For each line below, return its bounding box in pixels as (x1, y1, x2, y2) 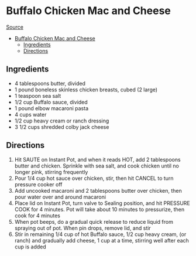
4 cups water (14, 111, 47, 118)
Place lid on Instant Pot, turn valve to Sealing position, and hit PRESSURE (14, 199, 190, 206)
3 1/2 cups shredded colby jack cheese (14, 123, 109, 130)
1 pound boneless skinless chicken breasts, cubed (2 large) (14, 86, 158, 93)
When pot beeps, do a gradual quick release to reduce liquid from (14, 218, 174, 225)
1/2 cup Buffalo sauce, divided (14, 98, 88, 105)
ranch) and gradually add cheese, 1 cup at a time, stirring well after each (14, 237, 189, 244)
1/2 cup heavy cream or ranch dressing (14, 117, 109, 124)
